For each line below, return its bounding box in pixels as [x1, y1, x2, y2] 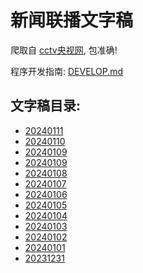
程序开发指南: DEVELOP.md [10, 65, 124, 77]
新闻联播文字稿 [10, 9, 134, 32]
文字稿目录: [10, 97, 82, 115]
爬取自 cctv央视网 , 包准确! [10, 44, 118, 56]
